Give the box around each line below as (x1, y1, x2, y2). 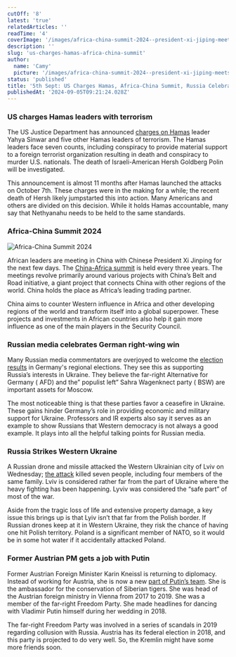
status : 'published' (7, 75, 68, 83)
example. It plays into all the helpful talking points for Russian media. (7, 429, 206, 438)
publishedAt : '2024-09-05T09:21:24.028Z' (7, 89, 131, 96)
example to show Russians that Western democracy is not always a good (7, 421, 219, 430)
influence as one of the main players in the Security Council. (7, 321, 182, 331)
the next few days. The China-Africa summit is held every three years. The (7, 263, 223, 272)
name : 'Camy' (13, 63, 52, 70)
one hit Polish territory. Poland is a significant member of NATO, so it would (7, 528, 225, 537)
